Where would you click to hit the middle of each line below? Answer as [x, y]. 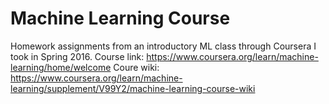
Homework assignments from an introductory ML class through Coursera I [163, 46]
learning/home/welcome [61, 67]
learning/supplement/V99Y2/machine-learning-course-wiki [133, 88]
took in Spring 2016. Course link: [77, 56]
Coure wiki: [136, 67]
